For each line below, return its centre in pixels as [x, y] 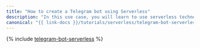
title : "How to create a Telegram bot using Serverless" [78, 11]
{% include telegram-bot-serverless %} [55, 39]
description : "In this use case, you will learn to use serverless [92, 17]
